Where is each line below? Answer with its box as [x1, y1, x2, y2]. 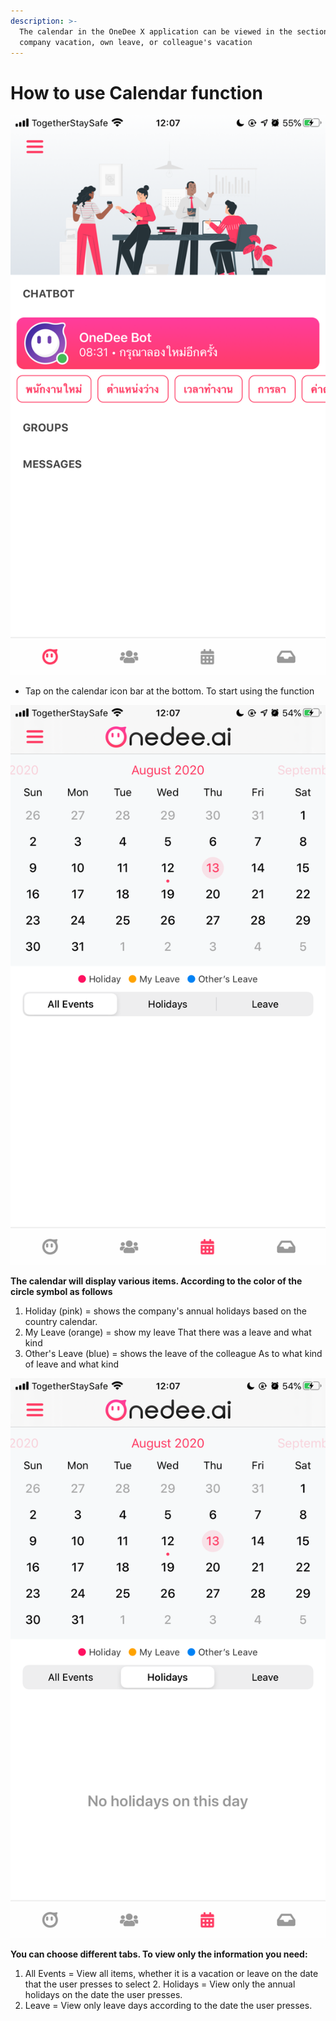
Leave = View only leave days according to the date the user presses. [24, 2000, 313, 2012]
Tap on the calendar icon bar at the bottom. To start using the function [24, 685, 315, 697]
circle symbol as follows [10, 1286, 113, 1298]
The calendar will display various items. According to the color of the [10, 1275, 303, 1287]
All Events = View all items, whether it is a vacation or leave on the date [24, 1968, 319, 1980]
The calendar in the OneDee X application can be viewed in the [19, 26, 293, 37]
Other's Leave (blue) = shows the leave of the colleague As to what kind [24, 1348, 323, 1360]
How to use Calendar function [10, 81, 263, 104]
